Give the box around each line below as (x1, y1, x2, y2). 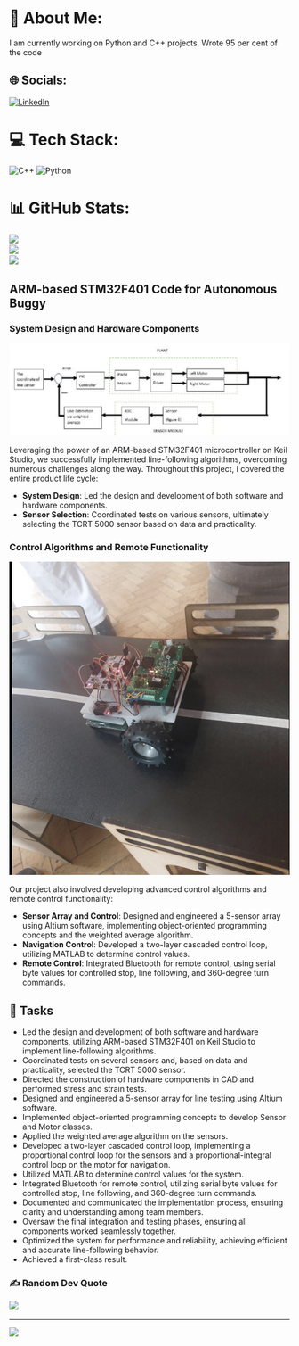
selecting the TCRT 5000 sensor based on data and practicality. (21, 518, 257, 529)
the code (9, 46, 43, 57)
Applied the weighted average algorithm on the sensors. (21, 1131, 229, 1142)
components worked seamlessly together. (21, 1226, 176, 1236)
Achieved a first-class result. (21, 1254, 128, 1265)
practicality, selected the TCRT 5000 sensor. (21, 1065, 187, 1076)
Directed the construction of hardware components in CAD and (21, 1074, 255, 1085)
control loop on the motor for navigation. (21, 1160, 171, 1170)
